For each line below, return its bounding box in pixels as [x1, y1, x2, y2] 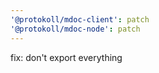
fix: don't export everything [10, 51, 123, 63]
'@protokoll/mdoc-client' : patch [10, 14, 150, 25]
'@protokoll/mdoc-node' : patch [10, 24, 141, 34]
